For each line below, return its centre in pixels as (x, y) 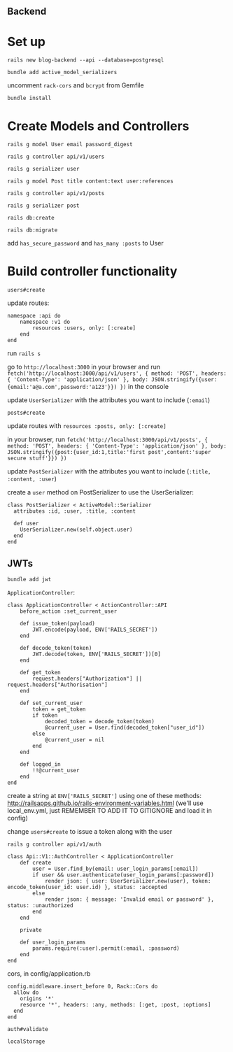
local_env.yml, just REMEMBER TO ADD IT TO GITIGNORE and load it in (110, 811)
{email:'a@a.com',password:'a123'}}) (62, 388)
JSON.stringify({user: (184, 380)
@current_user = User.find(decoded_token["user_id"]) (125, 728)
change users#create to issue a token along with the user (90, 832)
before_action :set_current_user (69, 611)
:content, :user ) (32, 479)
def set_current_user (51, 703)
